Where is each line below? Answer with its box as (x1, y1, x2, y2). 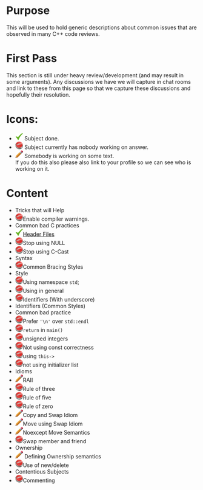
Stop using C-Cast (22, 247, 69, 255)
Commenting (22, 477, 56, 484)
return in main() (22, 326, 64, 333)
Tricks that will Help (15, 206, 65, 213)
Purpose (6, 4, 50, 18)
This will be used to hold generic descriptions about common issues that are (6, 24, 197, 31)
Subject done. (24, 134, 59, 142)
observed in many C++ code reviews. (6, 30, 100, 37)
